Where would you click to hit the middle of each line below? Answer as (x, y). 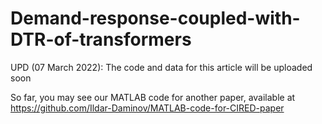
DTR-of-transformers (101, 39)
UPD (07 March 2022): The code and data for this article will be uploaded (161, 67)
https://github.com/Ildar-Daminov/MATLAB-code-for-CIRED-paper (147, 108)
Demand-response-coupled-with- (155, 18)
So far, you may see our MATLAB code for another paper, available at (153, 97)
